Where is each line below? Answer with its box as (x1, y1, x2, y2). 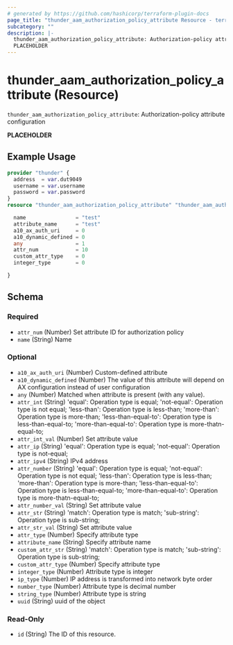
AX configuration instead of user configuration (17, 383, 150, 391)
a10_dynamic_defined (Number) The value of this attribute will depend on (17, 376, 225, 384)
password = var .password (13, 189, 85, 196)
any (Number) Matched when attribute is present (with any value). (17, 390, 205, 399)
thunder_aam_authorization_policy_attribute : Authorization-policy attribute (7, 110, 225, 118)
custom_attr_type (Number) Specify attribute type (17, 560, 161, 568)
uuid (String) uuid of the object (17, 596, 105, 605)
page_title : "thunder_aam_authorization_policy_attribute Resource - (7, 17, 213, 24)
